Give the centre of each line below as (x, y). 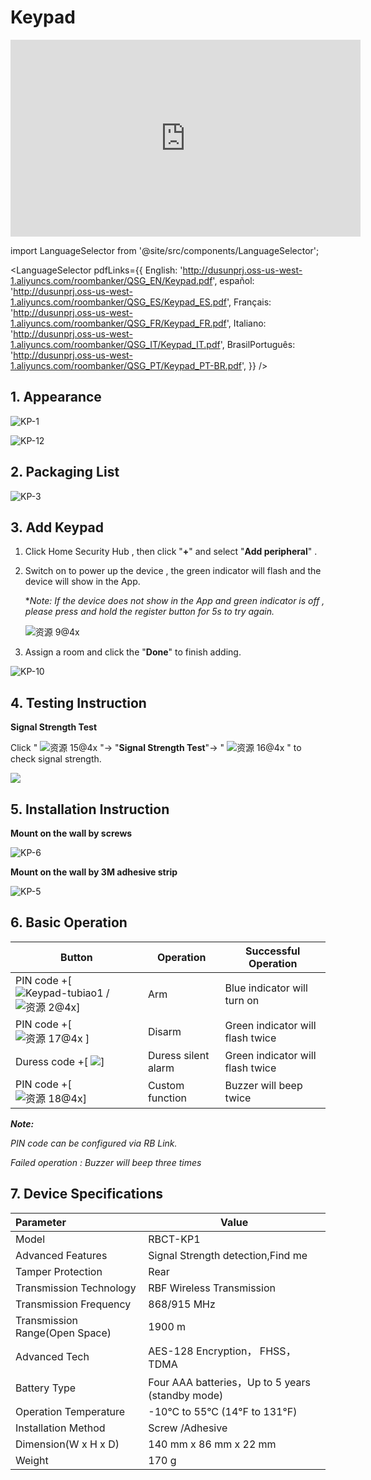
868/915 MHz (182, 1304)
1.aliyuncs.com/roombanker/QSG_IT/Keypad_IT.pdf (115, 344)
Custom (166, 1085)
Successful (273, 951)
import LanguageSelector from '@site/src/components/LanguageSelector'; (165, 250)
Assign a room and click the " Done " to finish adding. (133, 652)
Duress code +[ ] (60, 1061)
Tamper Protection (59, 1271)
